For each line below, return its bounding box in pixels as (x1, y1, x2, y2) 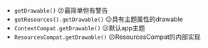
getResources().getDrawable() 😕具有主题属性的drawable (14, 15, 183, 23)
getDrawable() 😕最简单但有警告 (14, 6, 108, 14)
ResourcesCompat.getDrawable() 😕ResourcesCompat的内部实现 (14, 32, 201, 41)
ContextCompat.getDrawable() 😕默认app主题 (14, 24, 145, 32)
